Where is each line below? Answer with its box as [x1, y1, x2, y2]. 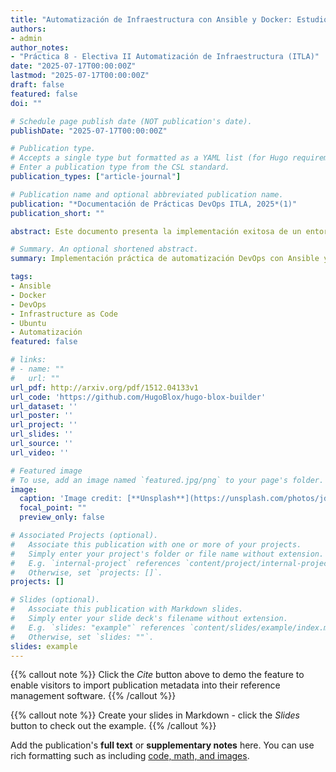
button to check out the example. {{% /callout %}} [10, 720, 217, 732]
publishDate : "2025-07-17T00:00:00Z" [10, 126, 168, 136]
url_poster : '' [10, 411, 74, 421]
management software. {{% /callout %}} [10, 690, 177, 702]
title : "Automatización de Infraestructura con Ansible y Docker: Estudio [10, 14, 329, 25]
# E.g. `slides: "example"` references [10, 622, 186, 633]
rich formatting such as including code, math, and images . [10, 750, 250, 762]
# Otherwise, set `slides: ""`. [10, 632, 155, 642]
